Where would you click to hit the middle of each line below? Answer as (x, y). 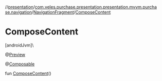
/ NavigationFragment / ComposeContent (71, 12)
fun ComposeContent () (28, 73)
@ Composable (20, 64)
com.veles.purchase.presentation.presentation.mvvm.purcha (96, 7)
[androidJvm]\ (19, 45)
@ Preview (15, 54)
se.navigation (18, 12)
